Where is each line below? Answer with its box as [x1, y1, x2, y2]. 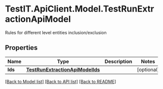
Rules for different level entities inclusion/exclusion [5, 30, 107, 35]
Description [104, 58, 132, 65]
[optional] [136, 66, 159, 73]
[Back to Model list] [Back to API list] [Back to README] [5, 78, 116, 84]
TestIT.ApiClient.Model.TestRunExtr [5, 3, 154, 15]
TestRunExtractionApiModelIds [26, 66, 100, 73]
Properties [5, 44, 38, 52]
